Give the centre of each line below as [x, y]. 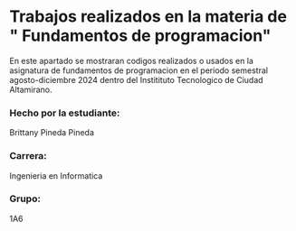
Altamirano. [31, 89]
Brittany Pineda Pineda [52, 133]
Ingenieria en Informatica [56, 176]
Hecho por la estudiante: [65, 113]
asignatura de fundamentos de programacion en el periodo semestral [139, 70]
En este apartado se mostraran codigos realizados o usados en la [131, 60]
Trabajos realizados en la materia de [148, 17]
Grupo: [25, 199]
